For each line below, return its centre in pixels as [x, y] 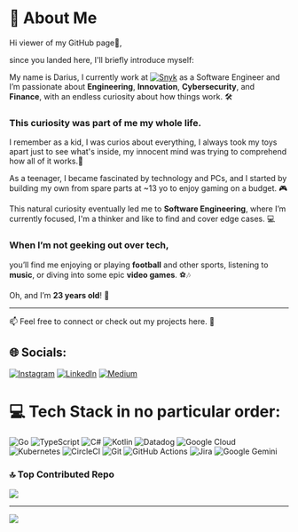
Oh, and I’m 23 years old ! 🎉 [59, 295]
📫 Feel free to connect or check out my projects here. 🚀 [112, 321]
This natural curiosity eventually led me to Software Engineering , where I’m [148, 209]
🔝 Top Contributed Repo [62, 474]
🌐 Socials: [38, 352]
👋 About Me [53, 18]
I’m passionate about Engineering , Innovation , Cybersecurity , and [132, 86]
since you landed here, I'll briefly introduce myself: [102, 60]
